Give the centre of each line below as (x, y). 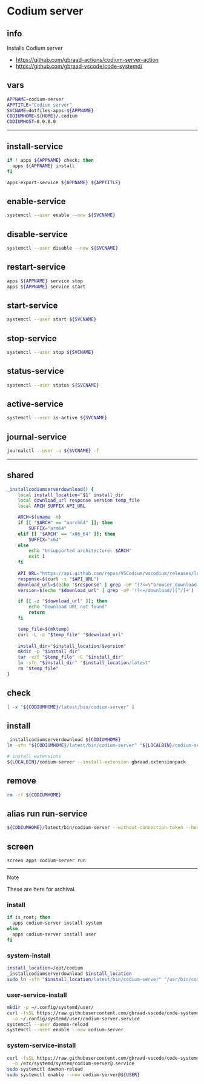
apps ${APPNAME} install (44, 166)
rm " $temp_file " (38, 669)
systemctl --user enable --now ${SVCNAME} (61, 215)
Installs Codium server (35, 48)
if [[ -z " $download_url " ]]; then (63, 601)
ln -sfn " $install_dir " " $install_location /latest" (84, 663)
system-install (29, 956)
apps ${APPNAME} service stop (45, 281)
